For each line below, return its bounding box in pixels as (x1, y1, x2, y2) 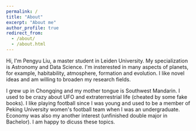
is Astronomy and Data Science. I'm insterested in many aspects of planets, (6, 63, 189, 70)
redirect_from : (6, 30, 43, 36)
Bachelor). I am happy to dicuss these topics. (6, 118, 116, 125)
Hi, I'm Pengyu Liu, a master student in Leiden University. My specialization (6, 57, 188, 64)
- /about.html (11, 42, 46, 47)
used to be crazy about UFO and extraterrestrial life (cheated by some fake (6, 93, 188, 100)
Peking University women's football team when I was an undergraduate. (6, 106, 180, 113)
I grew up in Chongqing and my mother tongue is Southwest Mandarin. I (6, 87, 180, 94)
